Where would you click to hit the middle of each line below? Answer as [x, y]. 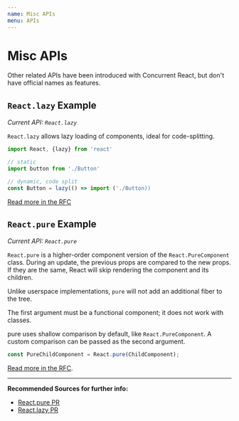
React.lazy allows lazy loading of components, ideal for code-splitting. [111, 137]
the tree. [20, 299]
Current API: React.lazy [42, 122]
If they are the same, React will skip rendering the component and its [108, 270]
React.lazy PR [38, 410]
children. [20, 277]
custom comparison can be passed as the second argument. [96, 341]
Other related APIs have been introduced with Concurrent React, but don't [116, 75]
